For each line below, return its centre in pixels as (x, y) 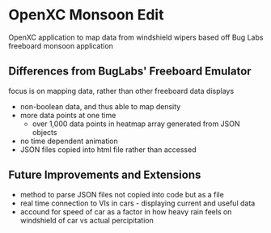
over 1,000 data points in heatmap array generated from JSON (136, 124)
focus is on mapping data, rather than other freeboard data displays (121, 91)
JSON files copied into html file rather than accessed (108, 149)
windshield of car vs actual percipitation (87, 220)
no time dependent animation (69, 141)
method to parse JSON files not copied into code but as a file (122, 194)
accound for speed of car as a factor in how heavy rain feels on (126, 211)
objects (44, 132)
